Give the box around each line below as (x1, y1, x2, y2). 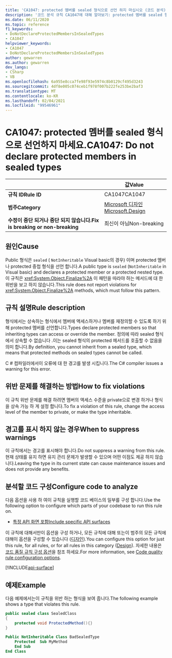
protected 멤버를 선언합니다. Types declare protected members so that (10, 324, 157, 331)
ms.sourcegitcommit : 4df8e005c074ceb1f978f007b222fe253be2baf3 (5, 84, 143, 89)
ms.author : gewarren (5, 60, 50, 65)
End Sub (14, 644, 31, 649)
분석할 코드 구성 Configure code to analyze (5, 482, 138, 491)
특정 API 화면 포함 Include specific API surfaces (12, 519, 111, 525)
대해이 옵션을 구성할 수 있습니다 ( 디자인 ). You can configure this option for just (5, 536, 165, 542)
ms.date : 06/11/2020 (5, 17, 50, 22)
